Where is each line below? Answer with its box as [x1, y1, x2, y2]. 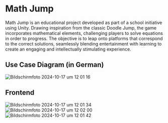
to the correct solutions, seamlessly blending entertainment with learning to [5, 40, 162, 46]
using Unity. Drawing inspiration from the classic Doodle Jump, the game [5, 24, 157, 30]
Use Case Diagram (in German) [5, 60, 104, 69]
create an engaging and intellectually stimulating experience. [5, 46, 132, 52]
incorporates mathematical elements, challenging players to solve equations [5, 30, 163, 36]
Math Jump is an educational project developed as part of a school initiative [5, 19, 162, 25]
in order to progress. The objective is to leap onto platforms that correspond [5, 35, 163, 41]
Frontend [5, 88, 35, 97]
